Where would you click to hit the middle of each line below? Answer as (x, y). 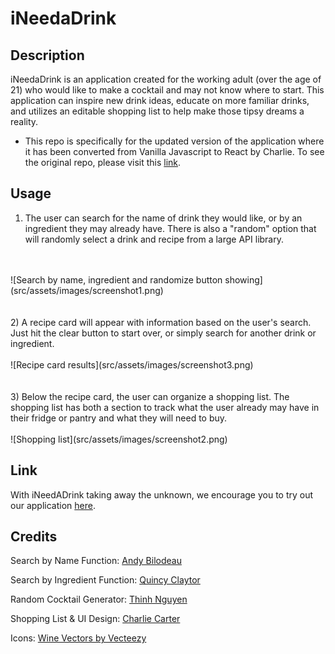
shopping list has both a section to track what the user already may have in (165, 407)
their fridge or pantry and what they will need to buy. (119, 418)
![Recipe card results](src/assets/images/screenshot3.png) (132, 364)
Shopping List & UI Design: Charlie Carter (95, 619)
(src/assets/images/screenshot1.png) (87, 290)
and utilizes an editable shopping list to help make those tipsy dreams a (157, 111)
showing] (243, 279)
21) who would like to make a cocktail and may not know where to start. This (167, 90)
